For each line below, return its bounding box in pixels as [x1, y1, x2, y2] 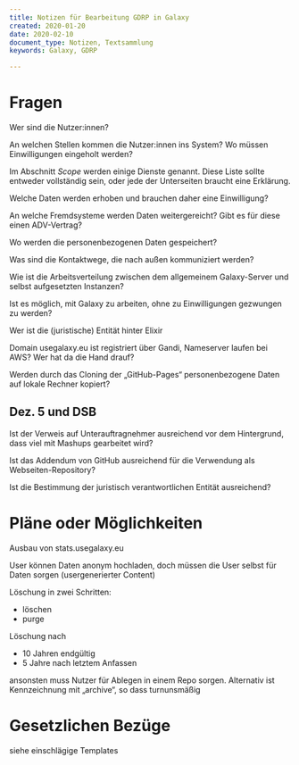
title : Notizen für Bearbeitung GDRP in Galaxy [9, 12, 190, 22]
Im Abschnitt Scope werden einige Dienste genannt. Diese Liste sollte [9, 166, 265, 177]
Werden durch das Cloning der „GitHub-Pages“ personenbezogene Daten [9, 370, 280, 380]
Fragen [9, 93, 62, 112]
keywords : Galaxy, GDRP [9, 46, 98, 55]
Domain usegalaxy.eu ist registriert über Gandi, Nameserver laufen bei [9, 343, 268, 353]
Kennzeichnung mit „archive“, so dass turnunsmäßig [9, 684, 201, 694]
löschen [21, 603, 52, 614]
